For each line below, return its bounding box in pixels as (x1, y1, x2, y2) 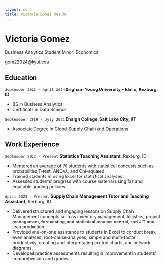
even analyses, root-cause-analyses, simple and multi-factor (12, 234, 136, 240)
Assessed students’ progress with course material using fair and (12, 178, 143, 184)
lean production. (12, 224, 46, 230)
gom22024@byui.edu (5, 59, 49, 65)
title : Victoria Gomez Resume (5, 12, 67, 17)
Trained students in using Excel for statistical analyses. (12, 174, 124, 179)
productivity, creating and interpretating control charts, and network (12, 240, 151, 246)
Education (5, 73, 37, 82)
